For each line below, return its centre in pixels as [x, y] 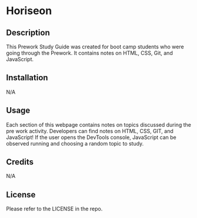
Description [28, 33]
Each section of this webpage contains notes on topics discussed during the [98, 124]
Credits [20, 162]
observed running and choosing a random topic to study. [75, 143]
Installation [27, 78]
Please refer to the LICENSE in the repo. [54, 209]
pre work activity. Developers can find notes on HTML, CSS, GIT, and [90, 131]
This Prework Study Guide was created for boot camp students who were [95, 47]
